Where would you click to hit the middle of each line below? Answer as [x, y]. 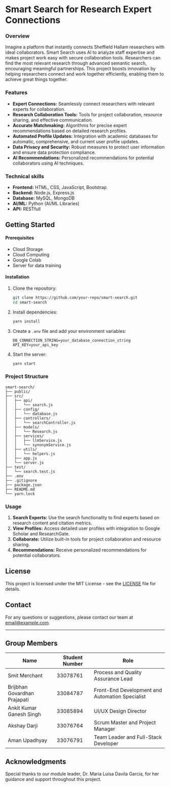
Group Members [32, 643]
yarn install [26, 321]
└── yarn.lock [20, 494]
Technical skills [25, 176]
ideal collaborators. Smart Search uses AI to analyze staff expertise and [80, 52]
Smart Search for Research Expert [78, 9]
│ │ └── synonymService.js [38, 445]
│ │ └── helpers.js [30, 454]
